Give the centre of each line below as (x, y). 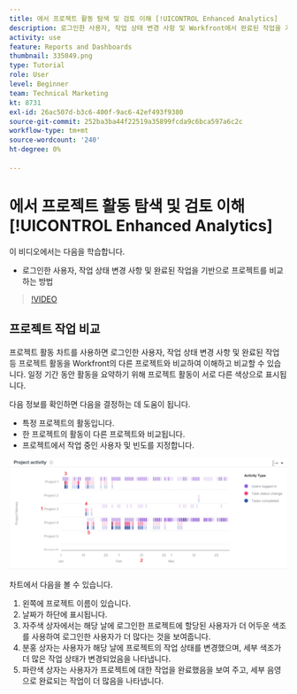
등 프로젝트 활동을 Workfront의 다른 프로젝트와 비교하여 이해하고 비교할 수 (137, 363)
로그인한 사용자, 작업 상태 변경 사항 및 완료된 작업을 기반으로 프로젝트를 (145, 270)
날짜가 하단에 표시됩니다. (65, 614)
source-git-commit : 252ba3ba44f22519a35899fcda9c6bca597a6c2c (126, 121)
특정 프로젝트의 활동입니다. (68, 423)
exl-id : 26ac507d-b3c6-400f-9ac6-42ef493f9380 (96, 112)
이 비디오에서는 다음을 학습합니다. (67, 251)
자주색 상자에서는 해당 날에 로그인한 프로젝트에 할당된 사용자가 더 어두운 (146, 626)
